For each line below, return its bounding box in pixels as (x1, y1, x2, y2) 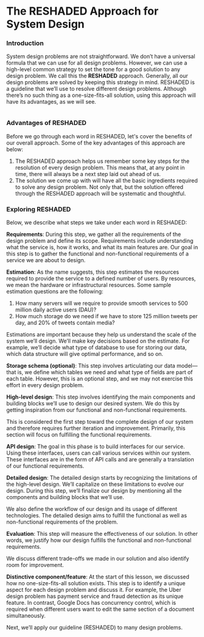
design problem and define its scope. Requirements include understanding (6, 237, 194, 244)
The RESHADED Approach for (6, 4, 159, 18)
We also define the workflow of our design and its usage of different (6, 505, 178, 513)
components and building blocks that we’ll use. (6, 494, 124, 501)
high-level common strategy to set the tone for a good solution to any (6, 66, 181, 73)
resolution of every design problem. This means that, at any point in (15, 163, 185, 171)
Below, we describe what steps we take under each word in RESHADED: (6, 219, 188, 226)
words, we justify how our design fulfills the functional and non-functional (6, 536, 192, 544)
